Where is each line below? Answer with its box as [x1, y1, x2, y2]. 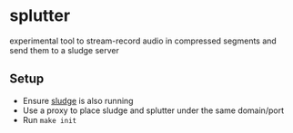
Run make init [22, 114, 77, 125]
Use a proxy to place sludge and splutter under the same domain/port [22, 105, 285, 116]
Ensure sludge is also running [22, 95, 134, 106]
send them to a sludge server [9, 44, 120, 55]
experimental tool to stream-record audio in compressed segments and [9, 35, 278, 46]
